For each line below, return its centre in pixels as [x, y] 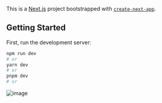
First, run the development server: [49, 42]
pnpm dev [17, 76]
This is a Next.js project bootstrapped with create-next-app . [81, 9]
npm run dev [21, 53]
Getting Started [36, 28]
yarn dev [17, 65]
